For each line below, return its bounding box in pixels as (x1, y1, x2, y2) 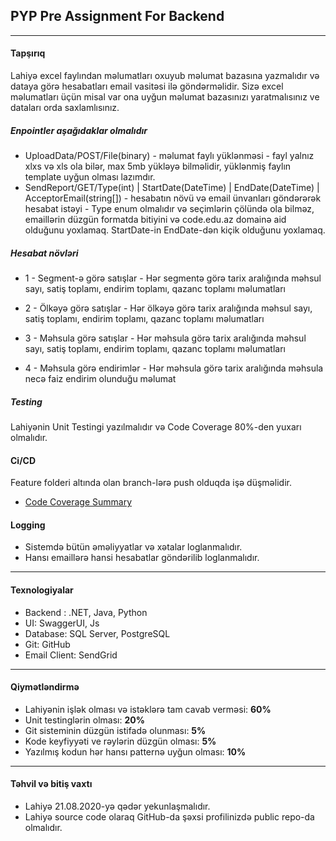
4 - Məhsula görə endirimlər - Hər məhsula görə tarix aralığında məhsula (24, 362, 324, 374)
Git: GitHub (24, 638, 71, 650)
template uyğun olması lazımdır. (24, 170, 156, 183)
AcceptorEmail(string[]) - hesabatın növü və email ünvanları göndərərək (24, 192, 322, 204)
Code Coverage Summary (24, 496, 133, 508)
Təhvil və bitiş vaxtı (10, 778, 93, 790)
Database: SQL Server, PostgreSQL (24, 627, 171, 639)
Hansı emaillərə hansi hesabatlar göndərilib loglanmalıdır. (24, 552, 260, 564)
